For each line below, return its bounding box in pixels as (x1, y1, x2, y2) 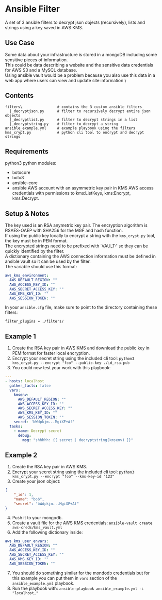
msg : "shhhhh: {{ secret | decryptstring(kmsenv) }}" (22, 437, 133, 443)
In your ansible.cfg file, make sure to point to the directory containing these (5, 305, 158, 310)
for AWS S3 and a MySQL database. (5, 67, 78, 73)
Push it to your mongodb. (12, 514, 63, 520)
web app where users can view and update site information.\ (5, 77, 126, 83)
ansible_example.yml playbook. (12, 580, 75, 586)
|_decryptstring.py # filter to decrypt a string (9, 121, 118, 126)
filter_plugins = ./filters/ (5, 319, 64, 324)
